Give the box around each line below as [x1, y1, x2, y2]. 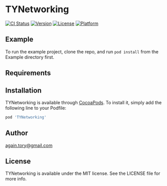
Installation [5, 86, 42, 95]
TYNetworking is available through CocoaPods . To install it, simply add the [5, 99, 162, 105]
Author [5, 129, 28, 138]
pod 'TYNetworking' [5, 114, 47, 120]
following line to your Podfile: [5, 105, 67, 111]
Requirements [5, 69, 51, 77]
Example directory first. [5, 54, 54, 60]
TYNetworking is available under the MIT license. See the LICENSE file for [5, 170, 160, 176]
